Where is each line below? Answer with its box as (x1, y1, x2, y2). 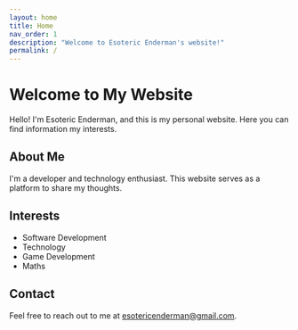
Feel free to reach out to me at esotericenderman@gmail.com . (9, 309, 238, 321)
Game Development (21, 251, 95, 261)
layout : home (9, 12, 58, 22)
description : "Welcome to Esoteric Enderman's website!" (9, 37, 225, 47)
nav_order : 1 (9, 29, 58, 38)
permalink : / (9, 46, 58, 55)
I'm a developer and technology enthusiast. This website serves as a (9, 173, 261, 184)
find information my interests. (9, 124, 117, 135)
